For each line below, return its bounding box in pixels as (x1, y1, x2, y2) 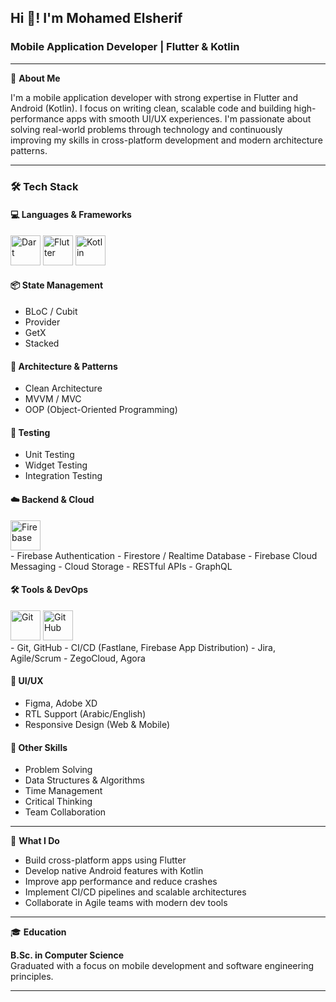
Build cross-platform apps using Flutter (24, 854, 187, 866)
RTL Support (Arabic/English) (24, 708, 147, 720)
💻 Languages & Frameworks (10, 209, 132, 221)
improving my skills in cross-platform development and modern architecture (10, 134, 323, 146)
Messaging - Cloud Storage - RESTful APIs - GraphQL (10, 560, 233, 572)
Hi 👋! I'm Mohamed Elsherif (10, 10, 183, 27)
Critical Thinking (24, 796, 93, 808)
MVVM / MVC (24, 393, 82, 405)
